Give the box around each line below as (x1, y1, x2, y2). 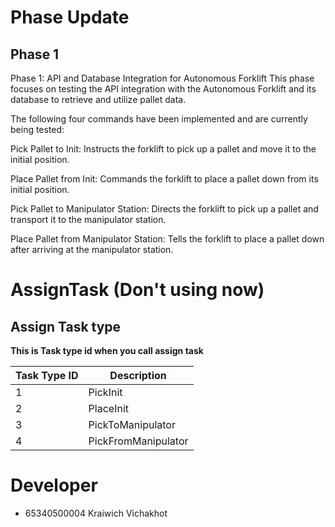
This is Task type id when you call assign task (10, 345, 204, 356)
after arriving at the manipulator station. (10, 244, 174, 255)
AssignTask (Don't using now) (10, 279, 265, 301)
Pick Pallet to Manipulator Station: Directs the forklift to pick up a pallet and (10, 203, 319, 215)
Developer (10, 474, 98, 497)
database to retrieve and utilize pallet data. (10, 94, 187, 105)
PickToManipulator (88, 418, 176, 431)
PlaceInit (88, 402, 130, 415)
